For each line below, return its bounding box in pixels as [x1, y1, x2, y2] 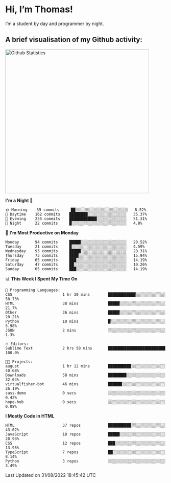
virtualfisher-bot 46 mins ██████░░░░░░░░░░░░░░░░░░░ [5, 381, 166, 387]
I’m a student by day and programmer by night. [5, 20, 104, 27]
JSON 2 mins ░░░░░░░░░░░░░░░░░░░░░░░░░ [5, 327, 166, 333]
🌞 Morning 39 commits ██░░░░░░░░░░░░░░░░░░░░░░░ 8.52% [5, 207, 146, 212]
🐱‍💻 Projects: [5, 359, 33, 364]
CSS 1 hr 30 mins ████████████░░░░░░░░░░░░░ [5, 292, 166, 297]
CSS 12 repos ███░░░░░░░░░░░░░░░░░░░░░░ [5, 441, 166, 446]
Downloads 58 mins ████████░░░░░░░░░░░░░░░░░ [5, 372, 166, 378]
